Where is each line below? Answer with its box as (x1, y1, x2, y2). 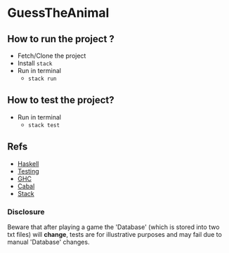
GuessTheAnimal (7, 5, 110, 21)
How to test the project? (7, 94, 115, 106)
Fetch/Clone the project (17, 51, 86, 60)
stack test (27, 122, 60, 129)
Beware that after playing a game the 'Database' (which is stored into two (7, 223, 220, 231)
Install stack (17, 59, 53, 67)
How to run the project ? (7, 33, 115, 45)
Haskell (17, 160, 39, 168)
